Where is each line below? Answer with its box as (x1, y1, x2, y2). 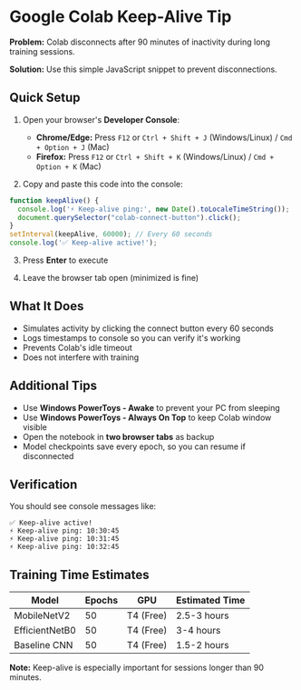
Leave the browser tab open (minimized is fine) (22, 273, 199, 283)
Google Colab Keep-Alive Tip (9, 6, 232, 27)
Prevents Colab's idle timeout (22, 342, 133, 353)
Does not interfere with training (22, 352, 140, 363)
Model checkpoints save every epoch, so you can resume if (22, 441, 247, 452)
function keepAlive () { (9, 195, 100, 205)
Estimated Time (176, 594, 246, 606)
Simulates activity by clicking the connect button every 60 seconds (22, 323, 275, 334)
